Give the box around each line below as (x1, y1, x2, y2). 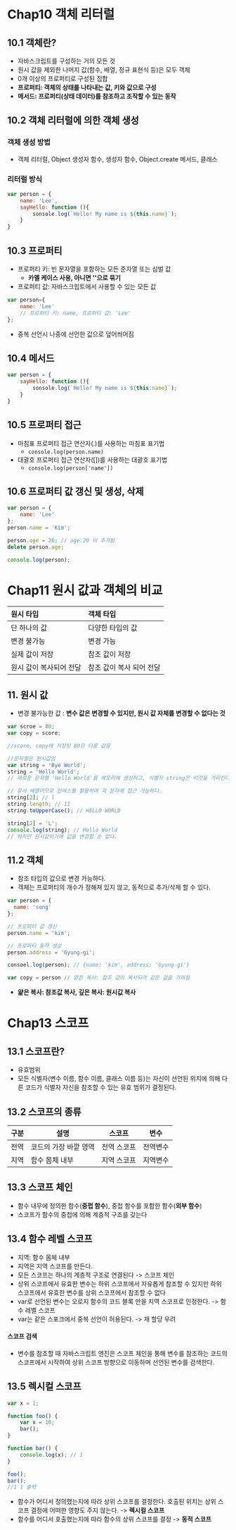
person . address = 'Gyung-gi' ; (7, 949, 96, 956)
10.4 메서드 (7, 352, 55, 364)
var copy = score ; (7, 730, 61, 737)
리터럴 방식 (7, 174, 43, 184)
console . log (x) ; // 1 (20, 1451, 83, 1458)
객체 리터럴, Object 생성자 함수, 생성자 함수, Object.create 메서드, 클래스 (17, 154, 218, 163)
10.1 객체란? (7, 37, 57, 49)
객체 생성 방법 (7, 137, 51, 147)
